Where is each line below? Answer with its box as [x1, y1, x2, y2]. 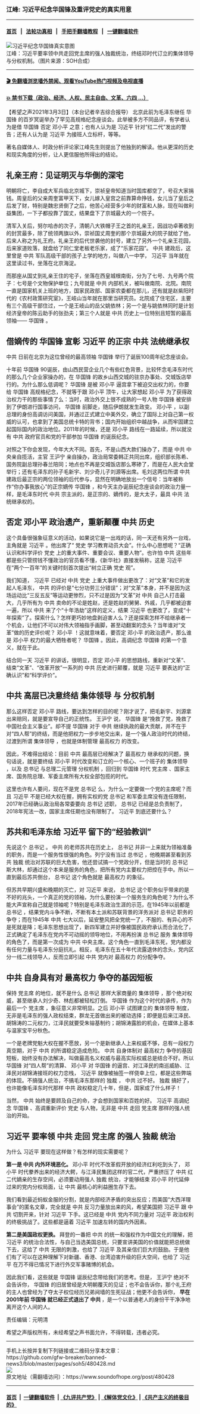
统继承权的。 [6, 497, 37, 505]
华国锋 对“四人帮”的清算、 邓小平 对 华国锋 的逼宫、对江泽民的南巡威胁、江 [6, 1062, 190, 1069]
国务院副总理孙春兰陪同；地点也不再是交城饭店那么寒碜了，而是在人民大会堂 [6, 460, 194, 468]
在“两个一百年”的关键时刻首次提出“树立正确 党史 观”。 [6, 564, 139, 571]
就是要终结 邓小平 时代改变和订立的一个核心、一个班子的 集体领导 [26, 757, 188, 765]
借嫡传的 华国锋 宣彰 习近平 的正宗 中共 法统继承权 [6, 336, 189, 346]
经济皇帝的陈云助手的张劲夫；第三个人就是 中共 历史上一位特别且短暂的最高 [6, 309, 192, 317]
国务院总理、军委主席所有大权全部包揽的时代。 [16, 772, 132, 780]
